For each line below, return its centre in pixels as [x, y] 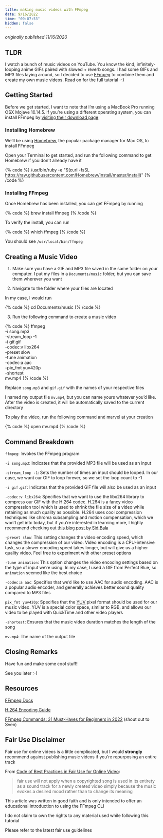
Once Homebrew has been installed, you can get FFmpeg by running [74, 204]
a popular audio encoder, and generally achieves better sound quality [75, 587]
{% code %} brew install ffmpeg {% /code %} [51, 213]
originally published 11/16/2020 [36, 37]
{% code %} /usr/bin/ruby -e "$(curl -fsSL [47, 170]
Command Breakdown [39, 442]
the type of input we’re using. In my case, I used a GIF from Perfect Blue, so [81, 568]
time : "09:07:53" [23, 19]
